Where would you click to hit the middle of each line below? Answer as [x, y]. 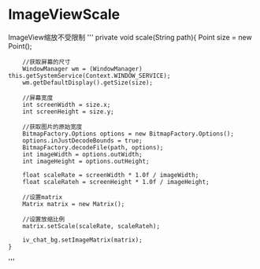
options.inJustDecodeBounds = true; [83, 140]
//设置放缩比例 [44, 219]
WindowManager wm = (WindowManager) [83, 68]
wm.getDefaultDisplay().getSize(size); [88, 83]
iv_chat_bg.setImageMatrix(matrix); [83, 240]
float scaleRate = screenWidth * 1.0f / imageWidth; [111, 175]
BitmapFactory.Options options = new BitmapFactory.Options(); [128, 134]
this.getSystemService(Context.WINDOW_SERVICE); [89, 76]
